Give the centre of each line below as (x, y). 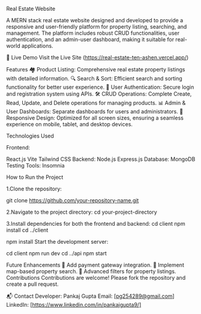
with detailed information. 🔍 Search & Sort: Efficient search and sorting (94, 78)
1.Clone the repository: (34, 189)
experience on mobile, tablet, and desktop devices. (70, 124)
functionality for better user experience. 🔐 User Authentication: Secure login (100, 87)
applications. (37, 46)
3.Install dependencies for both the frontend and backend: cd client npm (96, 224)
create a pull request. (32, 284)
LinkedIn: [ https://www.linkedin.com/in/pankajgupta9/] (74, 305)
